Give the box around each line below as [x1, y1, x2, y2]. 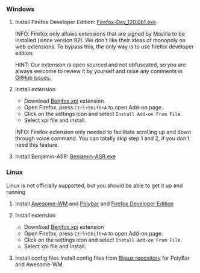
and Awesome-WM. [14, 260, 64, 268]
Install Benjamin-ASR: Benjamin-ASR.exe [14, 153, 116, 160]
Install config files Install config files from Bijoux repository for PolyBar [14, 254, 190, 262]
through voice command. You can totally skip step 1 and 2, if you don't [14, 135, 190, 142]
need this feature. [14, 141, 59, 149]
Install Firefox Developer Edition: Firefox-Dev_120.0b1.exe [14, 19, 157, 26]
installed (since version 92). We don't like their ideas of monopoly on [14, 37, 186, 44]
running [6, 188, 26, 195]
